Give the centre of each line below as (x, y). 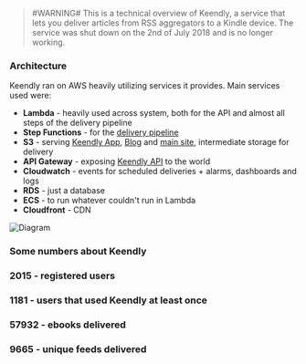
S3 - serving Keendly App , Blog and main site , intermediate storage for (156, 142)
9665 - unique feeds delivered (78, 348)
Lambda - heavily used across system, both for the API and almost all (153, 113)
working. (48, 42)
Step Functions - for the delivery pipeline (101, 132)
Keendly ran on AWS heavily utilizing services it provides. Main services (145, 86)
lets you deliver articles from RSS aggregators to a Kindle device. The (163, 23)
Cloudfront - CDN (57, 210)
